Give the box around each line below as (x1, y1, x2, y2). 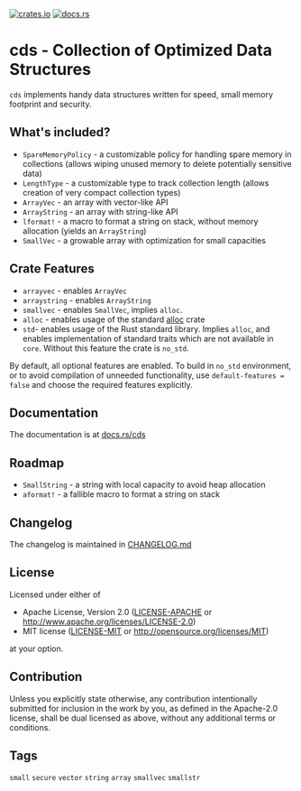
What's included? (9, 124, 111, 140)
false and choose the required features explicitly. (9, 379, 193, 390)
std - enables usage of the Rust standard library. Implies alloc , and (22, 323, 270, 334)
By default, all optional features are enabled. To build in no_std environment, (9, 360, 292, 371)
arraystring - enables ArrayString (22, 294, 151, 306)
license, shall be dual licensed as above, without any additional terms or (9, 713, 277, 723)
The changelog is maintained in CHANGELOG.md (9, 539, 192, 549)
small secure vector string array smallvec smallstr (9, 774, 201, 783)
